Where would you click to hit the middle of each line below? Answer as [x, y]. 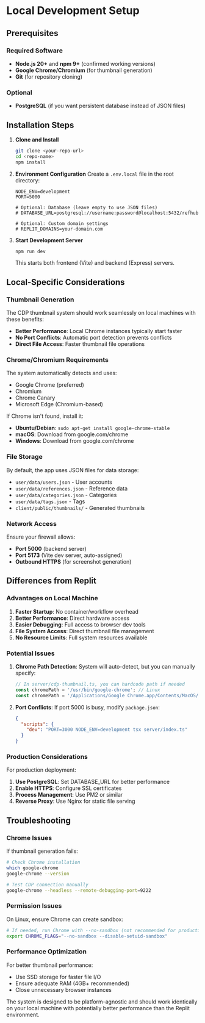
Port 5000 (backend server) [51, 549]
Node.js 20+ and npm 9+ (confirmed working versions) [85, 63]
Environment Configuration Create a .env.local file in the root [94, 174]
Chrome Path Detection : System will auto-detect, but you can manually [105, 667]
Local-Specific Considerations [66, 282]
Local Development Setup [73, 11]
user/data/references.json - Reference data [71, 488]
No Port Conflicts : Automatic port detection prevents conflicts [93, 338]
